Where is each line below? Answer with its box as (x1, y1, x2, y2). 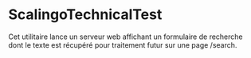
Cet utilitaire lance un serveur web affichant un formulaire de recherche (8, 32, 243, 41)
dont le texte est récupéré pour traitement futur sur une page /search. (8, 40, 237, 49)
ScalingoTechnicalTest (8, 6, 163, 24)
